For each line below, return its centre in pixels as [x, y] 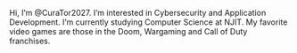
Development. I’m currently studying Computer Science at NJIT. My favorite [148, 22]
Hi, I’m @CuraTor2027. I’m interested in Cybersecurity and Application [138, 13]
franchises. [30, 41]
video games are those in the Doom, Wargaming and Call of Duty [128, 31]
